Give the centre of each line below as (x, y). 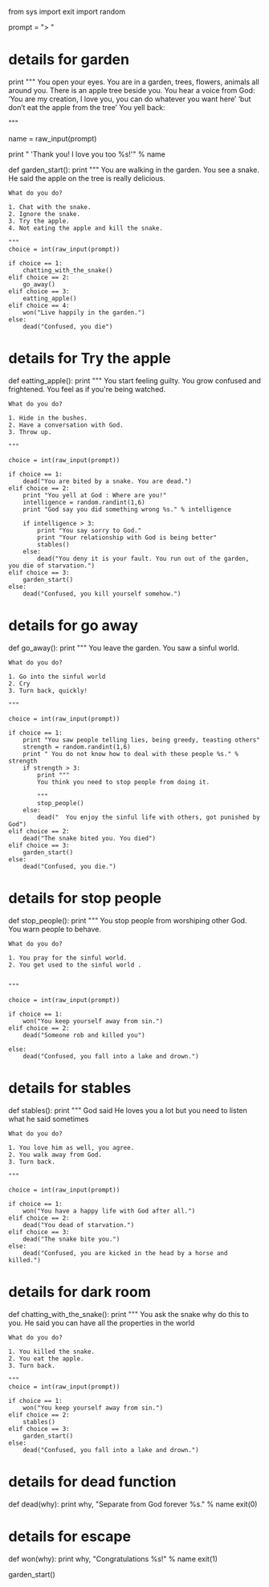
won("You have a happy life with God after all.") (109, 1211)
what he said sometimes (49, 1119)
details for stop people (85, 898)
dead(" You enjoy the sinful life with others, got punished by (149, 817)
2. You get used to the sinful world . (75, 965)
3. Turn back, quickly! (48, 690)
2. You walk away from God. (55, 1155)
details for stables (70, 1088)
